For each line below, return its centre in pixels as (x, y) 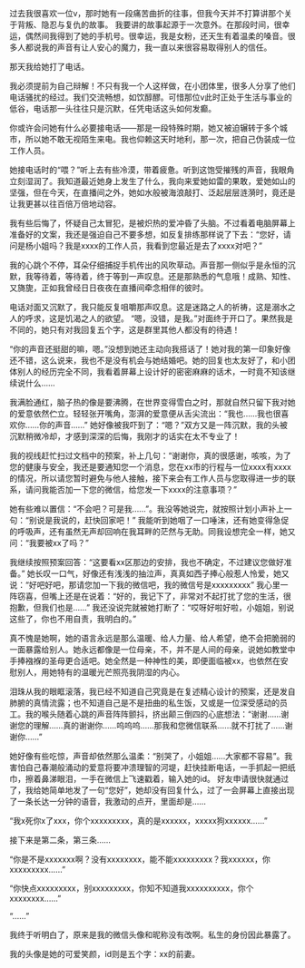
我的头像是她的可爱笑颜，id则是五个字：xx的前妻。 (105, 954)
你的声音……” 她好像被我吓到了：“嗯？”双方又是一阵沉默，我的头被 (164, 425)
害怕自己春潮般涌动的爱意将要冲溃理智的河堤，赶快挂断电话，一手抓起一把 (148, 768)
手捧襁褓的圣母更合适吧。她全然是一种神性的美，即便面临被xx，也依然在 (145, 661)
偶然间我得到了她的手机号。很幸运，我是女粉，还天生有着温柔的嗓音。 (156, 36)
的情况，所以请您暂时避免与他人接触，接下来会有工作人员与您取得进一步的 (148, 478)
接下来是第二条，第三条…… (60, 840)
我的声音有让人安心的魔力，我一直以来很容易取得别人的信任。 (156, 47)
